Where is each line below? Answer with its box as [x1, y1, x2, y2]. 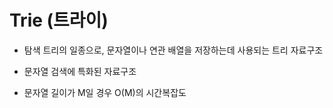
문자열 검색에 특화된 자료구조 [23, 65, 137, 77]
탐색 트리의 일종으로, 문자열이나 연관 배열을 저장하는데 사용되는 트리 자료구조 [23, 44, 324, 56]
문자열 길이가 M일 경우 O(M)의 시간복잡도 [23, 86, 187, 98]
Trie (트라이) [9, 9, 109, 32]
